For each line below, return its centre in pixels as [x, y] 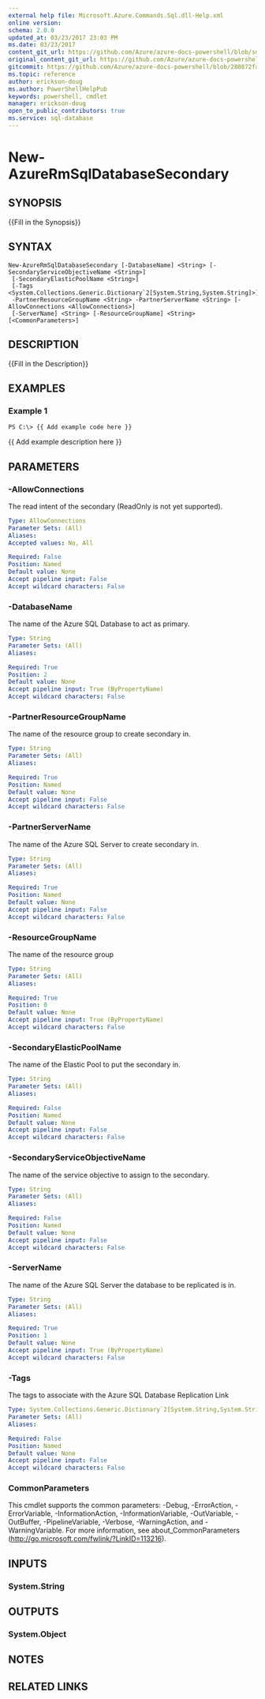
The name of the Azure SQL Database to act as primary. [99, 624]
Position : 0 [28, 1005]
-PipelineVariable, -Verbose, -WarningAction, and [123, 1522]
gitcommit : [26, 67]
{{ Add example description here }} [65, 442]
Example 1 [28, 411]
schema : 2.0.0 [32, 30]
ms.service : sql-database [50, 118]
